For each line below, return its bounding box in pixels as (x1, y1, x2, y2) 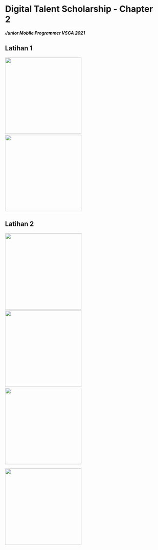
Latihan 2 (5, 220, 34, 228)
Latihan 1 (5, 44, 33, 52)
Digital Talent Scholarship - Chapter (5, 3, 153, 15)
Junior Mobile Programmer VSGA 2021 (5, 30, 85, 36)
